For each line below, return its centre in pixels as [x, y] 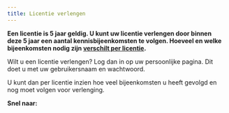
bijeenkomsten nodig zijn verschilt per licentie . [77, 48]
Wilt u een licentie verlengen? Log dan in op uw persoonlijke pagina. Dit [110, 61]
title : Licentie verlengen [46, 14]
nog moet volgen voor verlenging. [56, 89]
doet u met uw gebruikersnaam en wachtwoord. [76, 69]
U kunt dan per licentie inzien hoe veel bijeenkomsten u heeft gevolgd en [112, 82]
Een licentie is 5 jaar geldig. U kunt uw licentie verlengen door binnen [109, 33]
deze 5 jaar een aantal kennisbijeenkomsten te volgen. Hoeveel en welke [114, 41]
